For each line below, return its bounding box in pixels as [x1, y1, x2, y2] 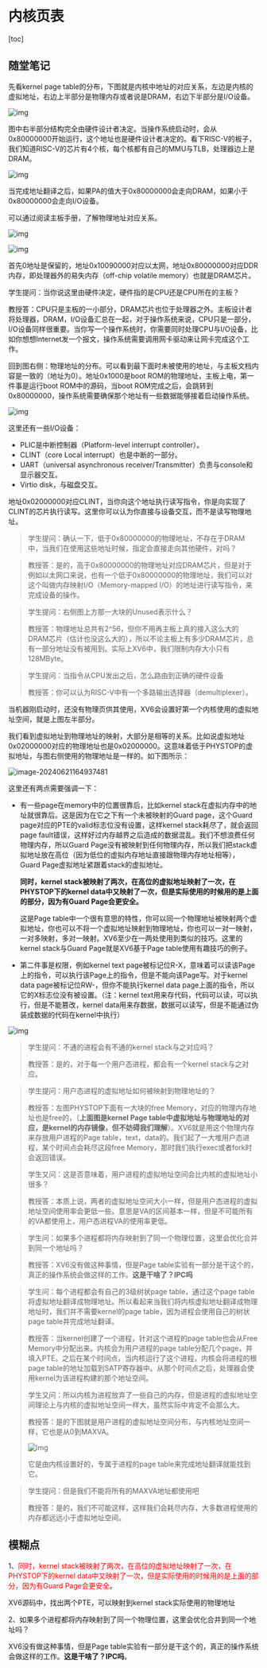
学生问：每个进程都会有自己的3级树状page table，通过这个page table [27, 1286, 256, 1296]
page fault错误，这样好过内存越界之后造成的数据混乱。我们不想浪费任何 [19, 830, 256, 840]
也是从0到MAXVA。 [48, 1426, 114, 1436]
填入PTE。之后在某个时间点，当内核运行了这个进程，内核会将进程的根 [27, 1353, 257, 1363]
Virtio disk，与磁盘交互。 [19, 479, 102, 489]
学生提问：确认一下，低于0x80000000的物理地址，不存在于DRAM [27, 533, 246, 543]
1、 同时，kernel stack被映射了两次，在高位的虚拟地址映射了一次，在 [8, 1561, 233, 1570]
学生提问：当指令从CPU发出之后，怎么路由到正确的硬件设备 [27, 670, 224, 680]
